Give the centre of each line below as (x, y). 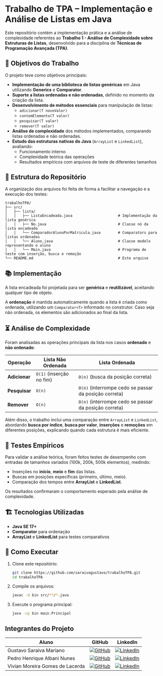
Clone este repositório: (35, 563)
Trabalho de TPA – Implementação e (79, 9)
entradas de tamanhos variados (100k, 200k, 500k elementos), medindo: (78, 462)
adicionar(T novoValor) (43, 111)
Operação (19, 363)
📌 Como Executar (32, 552)
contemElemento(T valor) (44, 116)
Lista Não (55, 360)
